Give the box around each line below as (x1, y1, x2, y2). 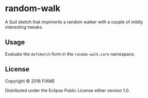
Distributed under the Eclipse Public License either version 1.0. (5, 87, 130, 93)
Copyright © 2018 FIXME (5, 78, 55, 84)
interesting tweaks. (5, 24, 43, 30)
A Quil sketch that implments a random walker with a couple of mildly (5, 19, 143, 25)
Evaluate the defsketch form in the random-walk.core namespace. (5, 51, 135, 57)
